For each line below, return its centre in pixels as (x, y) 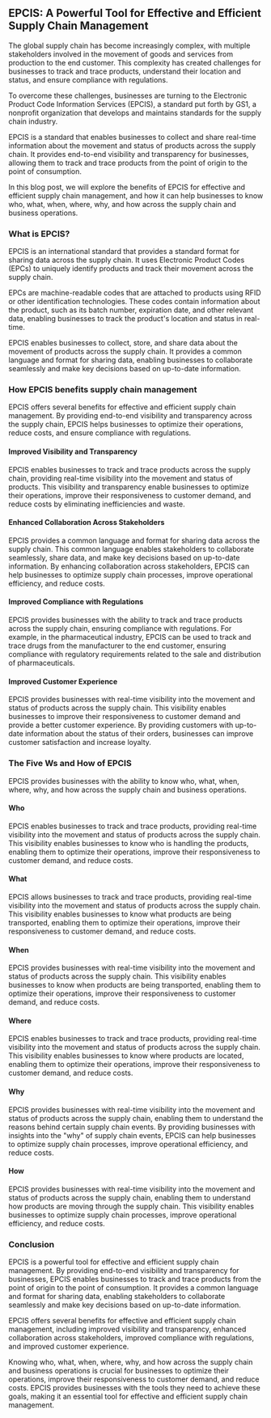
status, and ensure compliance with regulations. (88, 79)
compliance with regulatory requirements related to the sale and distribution (135, 654)
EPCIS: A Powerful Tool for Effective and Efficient (135, 13)
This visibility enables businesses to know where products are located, (126, 1056)
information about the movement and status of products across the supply (132, 146)
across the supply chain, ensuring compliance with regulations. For (120, 629)
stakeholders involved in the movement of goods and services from (121, 54)
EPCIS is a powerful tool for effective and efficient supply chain (114, 1262)
